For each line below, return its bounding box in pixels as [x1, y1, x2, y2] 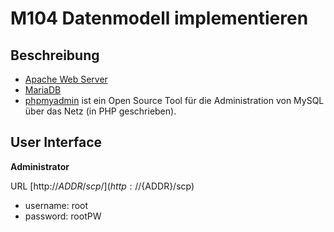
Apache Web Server [24, 73, 108, 85]
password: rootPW [24, 210, 102, 222]
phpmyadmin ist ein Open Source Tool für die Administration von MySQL [24, 95, 325, 106]
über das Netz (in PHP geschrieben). [24, 105, 177, 117]
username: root [24, 199, 89, 211]
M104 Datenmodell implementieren [10, 7, 309, 30]
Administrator [10, 160, 70, 172]
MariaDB [24, 84, 62, 96]
